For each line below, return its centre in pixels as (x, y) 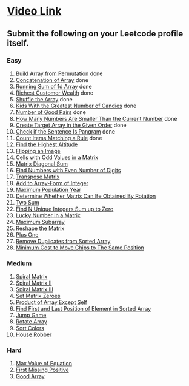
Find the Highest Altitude (47, 144)
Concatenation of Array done (52, 80)
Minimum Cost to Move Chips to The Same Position (80, 248)
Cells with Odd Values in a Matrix (57, 157)
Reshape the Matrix (40, 228)
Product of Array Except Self (51, 302)
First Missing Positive (42, 370)
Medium (19, 263)
